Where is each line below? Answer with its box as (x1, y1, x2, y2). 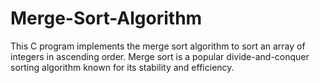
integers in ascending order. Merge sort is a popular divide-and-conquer (10, 50, 310, 62)
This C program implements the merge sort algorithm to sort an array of (10, 40, 306, 52)
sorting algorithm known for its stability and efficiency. (10, 61, 235, 73)
